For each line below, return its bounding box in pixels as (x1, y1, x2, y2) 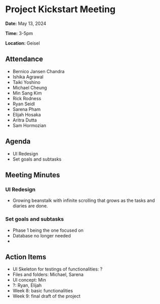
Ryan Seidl (12, 101, 35, 107)
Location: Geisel (5, 40, 40, 46)
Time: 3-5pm (5, 30, 33, 36)
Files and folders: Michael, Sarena (12, 271, 84, 278)
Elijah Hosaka (12, 111, 42, 117)
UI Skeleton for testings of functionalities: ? (12, 266, 103, 272)
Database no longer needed (12, 232, 71, 238)
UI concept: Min (12, 277, 47, 283)
